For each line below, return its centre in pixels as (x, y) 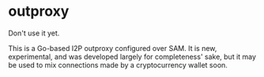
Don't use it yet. (34, 33)
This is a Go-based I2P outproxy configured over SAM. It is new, (113, 48)
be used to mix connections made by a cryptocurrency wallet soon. (118, 64)
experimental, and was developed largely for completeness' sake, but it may (132, 57)
